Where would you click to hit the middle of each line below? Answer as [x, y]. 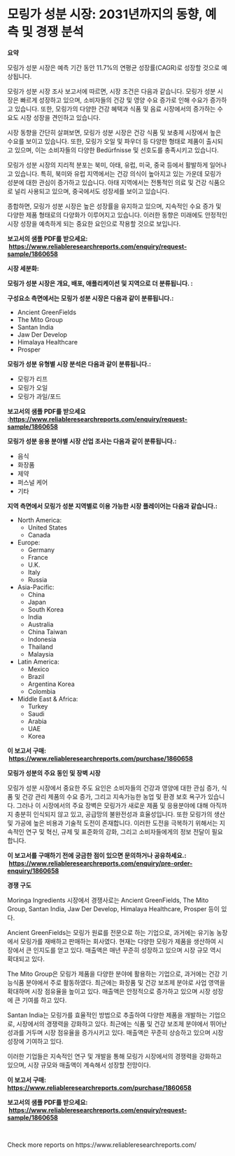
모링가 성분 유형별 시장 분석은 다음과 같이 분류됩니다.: [79, 364]
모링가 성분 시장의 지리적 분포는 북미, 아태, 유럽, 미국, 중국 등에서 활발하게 [108, 165]
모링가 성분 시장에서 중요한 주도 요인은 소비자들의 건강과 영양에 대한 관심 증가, [114, 788]
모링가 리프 [33, 379]
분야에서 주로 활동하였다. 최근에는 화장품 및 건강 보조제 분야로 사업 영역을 [126, 982]
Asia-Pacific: [36, 587]
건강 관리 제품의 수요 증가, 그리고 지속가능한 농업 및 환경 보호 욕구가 [114, 796]
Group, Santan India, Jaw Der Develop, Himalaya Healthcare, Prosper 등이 [114, 908]
